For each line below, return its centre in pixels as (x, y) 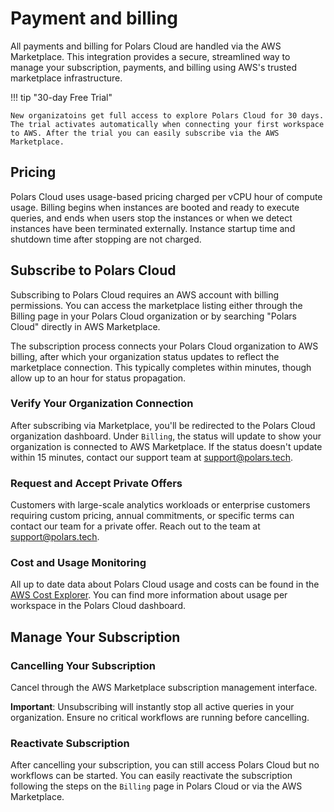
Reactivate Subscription (70, 744)
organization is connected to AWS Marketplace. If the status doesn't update (166, 446)
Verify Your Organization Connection (102, 404)
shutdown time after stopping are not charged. (106, 239)
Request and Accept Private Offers (96, 483)
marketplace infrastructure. (66, 78)
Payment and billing (94, 18)
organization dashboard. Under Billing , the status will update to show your (166, 436)
